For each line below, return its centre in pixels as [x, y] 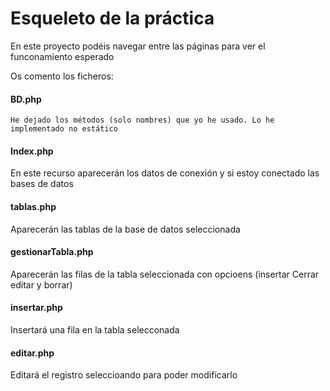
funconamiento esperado [62, 56]
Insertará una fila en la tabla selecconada [95, 329]
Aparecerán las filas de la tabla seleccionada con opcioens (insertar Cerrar [165, 274]
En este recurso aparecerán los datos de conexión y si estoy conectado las [165, 173]
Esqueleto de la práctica [112, 18]
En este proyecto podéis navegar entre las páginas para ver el [138, 46]
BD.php [26, 99]
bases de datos [42, 184]
